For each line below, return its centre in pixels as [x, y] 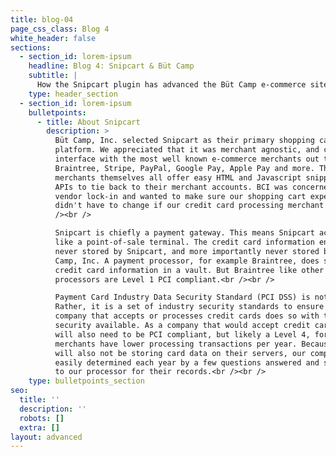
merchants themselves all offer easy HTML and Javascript [178, 177]
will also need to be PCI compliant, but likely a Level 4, [182, 334]
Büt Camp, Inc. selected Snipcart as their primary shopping [184, 141]
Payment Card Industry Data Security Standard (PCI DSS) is [182, 297]
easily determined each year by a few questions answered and [187, 362]
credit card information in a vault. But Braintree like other [189, 270]
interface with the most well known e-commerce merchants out [187, 159]
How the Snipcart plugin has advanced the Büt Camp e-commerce [171, 85]
